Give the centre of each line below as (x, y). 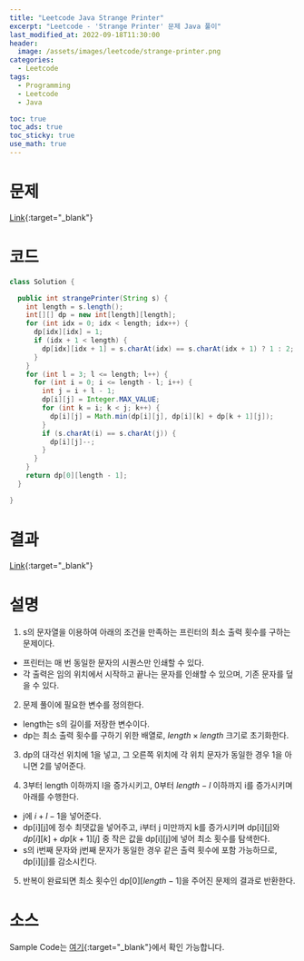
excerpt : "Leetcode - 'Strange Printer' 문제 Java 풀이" (116, 26)
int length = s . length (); (75, 307)
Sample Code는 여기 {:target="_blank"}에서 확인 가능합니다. (117, 947)
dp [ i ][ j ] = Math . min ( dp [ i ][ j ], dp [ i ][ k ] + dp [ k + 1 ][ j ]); (162, 416)
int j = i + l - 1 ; (79, 391)
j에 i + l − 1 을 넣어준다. (62, 816)
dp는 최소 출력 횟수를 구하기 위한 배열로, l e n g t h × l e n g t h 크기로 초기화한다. (156, 735)
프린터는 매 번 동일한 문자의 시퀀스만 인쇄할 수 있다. (113, 662)
